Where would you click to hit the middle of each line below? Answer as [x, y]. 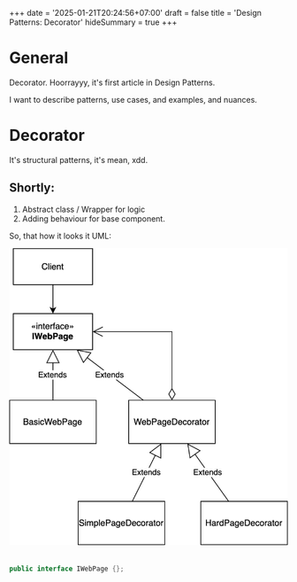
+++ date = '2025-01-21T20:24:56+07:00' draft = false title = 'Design [136, 13]
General [39, 58]
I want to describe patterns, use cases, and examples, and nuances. [133, 99]
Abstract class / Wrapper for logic [84, 209]
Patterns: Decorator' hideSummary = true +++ [93, 22]
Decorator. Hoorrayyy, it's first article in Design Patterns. [112, 82]
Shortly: [32, 188]
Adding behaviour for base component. [93, 218]
